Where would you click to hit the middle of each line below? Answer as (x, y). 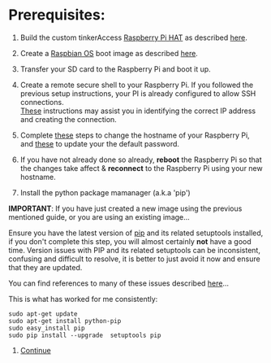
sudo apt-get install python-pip (65, 321)
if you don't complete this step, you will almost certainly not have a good (130, 241)
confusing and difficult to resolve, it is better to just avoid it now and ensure (135, 259)
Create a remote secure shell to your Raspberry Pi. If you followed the (137, 85)
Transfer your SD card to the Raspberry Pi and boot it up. (115, 69)
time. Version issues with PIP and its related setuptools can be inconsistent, (135, 250)
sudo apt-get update (43, 314)
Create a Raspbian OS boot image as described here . (109, 53)
